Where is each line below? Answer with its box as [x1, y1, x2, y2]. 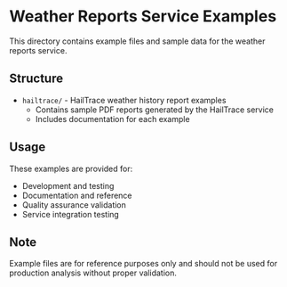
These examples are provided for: [9, 163, 133, 174]
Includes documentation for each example [35, 113, 190, 124]
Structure [9, 71, 64, 86]
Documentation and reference [21, 190, 132, 201]
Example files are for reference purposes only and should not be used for [9, 258, 278, 269]
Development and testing [21, 180, 115, 191]
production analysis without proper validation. [9, 267, 178, 278]
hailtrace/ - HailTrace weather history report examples [21, 94, 227, 105]
